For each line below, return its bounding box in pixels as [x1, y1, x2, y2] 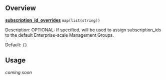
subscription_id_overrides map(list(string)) [5, 17, 100, 23]
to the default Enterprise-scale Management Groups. [5, 32, 114, 38]
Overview [5, 4, 36, 12]
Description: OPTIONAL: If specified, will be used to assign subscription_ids [5, 27, 161, 33]
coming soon [5, 69, 32, 75]
